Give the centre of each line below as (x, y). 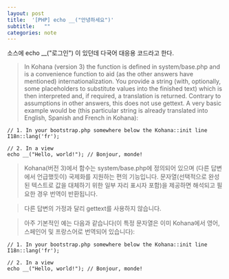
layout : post (26, 13)
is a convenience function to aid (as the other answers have (109, 74)
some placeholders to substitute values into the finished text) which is (123, 89)
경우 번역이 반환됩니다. (67, 194)
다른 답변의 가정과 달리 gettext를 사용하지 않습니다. (92, 209)
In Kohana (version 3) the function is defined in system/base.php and (122, 67)
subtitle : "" (29, 26)
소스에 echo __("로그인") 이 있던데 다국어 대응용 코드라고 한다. (90, 53)
